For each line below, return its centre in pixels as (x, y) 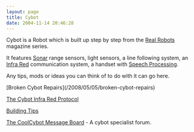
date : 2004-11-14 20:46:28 (40, 23)
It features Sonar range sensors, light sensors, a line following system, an (97, 58)
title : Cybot (23, 17)
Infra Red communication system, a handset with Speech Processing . (92, 64)
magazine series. (27, 46)
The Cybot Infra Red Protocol (42, 99)
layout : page (23, 12)
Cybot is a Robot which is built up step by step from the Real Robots (91, 40)
